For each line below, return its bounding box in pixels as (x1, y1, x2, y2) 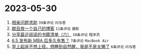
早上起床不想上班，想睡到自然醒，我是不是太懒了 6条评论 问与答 (11, 43, 137, 49)
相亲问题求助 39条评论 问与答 (11, 19, 66, 25)
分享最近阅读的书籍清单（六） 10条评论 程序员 (11, 31, 100, 37)
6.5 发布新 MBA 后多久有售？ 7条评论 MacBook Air (11, 37, 109, 43)
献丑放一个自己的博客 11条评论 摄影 (11, 25, 80, 31)
